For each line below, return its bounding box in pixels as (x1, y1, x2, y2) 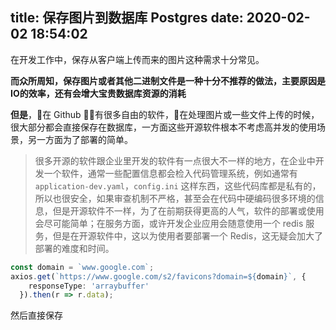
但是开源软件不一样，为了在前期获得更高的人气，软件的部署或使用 (52, 204, 325, 217)
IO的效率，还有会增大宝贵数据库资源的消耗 (10, 87, 187, 99)
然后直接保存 (10, 309, 63, 322)
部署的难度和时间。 (34, 242, 115, 254)
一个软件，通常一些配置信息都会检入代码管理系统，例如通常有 (43, 167, 298, 179)
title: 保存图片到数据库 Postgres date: (10, 9, 244, 27)
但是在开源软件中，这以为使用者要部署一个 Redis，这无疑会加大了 (52, 229, 324, 242)
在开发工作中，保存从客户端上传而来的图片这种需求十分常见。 (10, 53, 265, 65)
